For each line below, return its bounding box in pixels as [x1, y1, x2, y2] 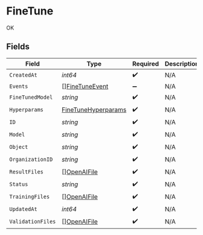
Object [9, 143, 28, 151]
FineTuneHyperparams [61, 105, 127, 114]
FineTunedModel [9, 94, 53, 101]
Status [9, 181, 28, 188]
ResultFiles [9, 169, 44, 175]
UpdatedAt [9, 206, 37, 213]
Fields [6, 42, 30, 52]
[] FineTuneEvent [61, 82, 109, 90]
